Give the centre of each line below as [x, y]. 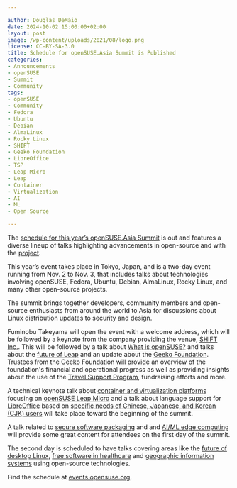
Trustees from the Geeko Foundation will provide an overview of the [106, 362]
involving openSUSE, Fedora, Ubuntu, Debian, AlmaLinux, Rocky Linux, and [117, 282]
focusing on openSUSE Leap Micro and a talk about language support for [114, 398]
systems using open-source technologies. [69, 463]
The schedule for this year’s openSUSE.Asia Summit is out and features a [114, 238]
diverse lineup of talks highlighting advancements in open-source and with [116, 245]
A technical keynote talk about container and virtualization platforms [107, 390]
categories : [25, 60]
